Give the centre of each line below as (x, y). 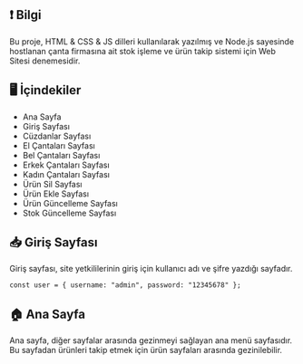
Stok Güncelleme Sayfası (69, 213)
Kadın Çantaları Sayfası (66, 174)
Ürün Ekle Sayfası (55, 194)
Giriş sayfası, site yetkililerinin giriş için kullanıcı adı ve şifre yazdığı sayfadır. (151, 269)
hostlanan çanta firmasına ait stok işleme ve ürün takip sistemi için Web (143, 51)
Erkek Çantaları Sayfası (66, 165)
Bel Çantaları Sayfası (61, 155)
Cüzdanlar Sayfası (57, 136)
